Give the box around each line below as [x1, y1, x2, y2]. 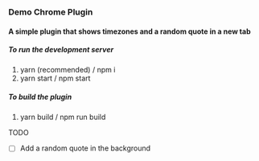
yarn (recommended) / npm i [19, 65, 116, 75]
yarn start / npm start [19, 73, 91, 83]
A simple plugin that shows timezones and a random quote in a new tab [8, 27, 251, 36]
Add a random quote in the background [19, 143, 151, 153]
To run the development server [8, 45, 114, 55]
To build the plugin [8, 92, 72, 102]
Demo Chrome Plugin [8, 6, 93, 18]
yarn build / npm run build [19, 112, 106, 122]
